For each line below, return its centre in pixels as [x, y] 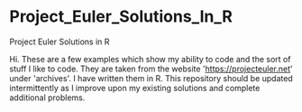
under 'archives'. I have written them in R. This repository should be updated [151, 78]
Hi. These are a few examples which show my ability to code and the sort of [150, 59]
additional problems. [47, 98]
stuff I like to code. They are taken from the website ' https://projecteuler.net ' [151, 69]
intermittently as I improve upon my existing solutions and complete [135, 88]
